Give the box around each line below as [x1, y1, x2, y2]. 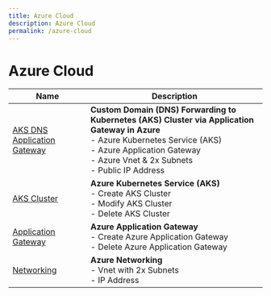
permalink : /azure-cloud [8, 27, 92, 35]
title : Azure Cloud [8, 11, 74, 20]
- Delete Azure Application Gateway [90, 241, 227, 252]
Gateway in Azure [90, 124, 161, 135]
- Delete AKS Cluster [90, 208, 171, 219]
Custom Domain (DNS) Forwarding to [90, 104, 236, 115]
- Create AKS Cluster [90, 188, 172, 199]
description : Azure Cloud [8, 19, 95, 27]
